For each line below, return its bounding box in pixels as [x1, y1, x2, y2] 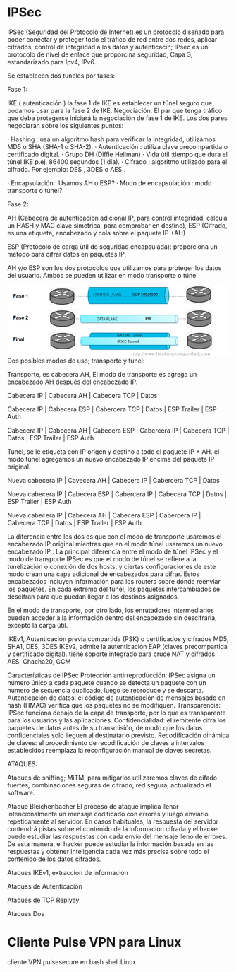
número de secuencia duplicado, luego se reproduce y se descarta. [7, 686, 204, 694]
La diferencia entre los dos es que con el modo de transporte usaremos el [7, 532, 222, 541]
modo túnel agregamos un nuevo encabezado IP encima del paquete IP [7, 455, 215, 463]
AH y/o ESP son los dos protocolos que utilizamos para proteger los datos [7, 263, 222, 272]
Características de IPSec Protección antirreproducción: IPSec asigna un [7, 671, 216, 679]
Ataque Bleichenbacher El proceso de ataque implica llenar [7, 802, 179, 810]
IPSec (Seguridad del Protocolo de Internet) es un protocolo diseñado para [7, 28, 225, 36]
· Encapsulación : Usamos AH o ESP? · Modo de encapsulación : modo [7, 178, 212, 187]
